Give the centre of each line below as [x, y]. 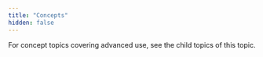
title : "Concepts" [38, 15]
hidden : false [31, 23]
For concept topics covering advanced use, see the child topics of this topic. [132, 45]
